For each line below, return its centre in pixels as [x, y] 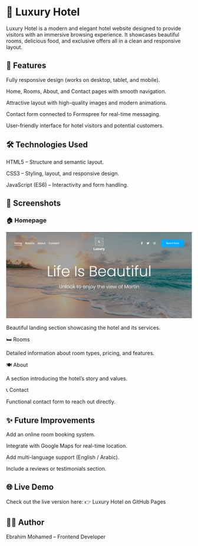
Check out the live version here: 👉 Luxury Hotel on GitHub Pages [86, 502]
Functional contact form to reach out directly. [61, 402]
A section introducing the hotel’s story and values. [67, 379]
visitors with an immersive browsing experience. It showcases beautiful [93, 34]
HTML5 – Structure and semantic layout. [55, 162]
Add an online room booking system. [51, 435]
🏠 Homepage [27, 220]
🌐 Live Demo [30, 487]
